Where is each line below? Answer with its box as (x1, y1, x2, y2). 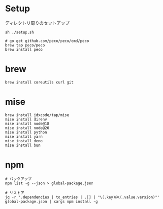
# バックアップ (5, 176, 32, 181)
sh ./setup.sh (5, 30, 34, 35)
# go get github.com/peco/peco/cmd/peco (5, 38, 90, 43)
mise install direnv (5, 117, 48, 122)
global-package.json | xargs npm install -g (5, 199, 98, 204)
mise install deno (5, 138, 43, 143)
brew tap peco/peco (5, 42, 45, 47)
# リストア (5, 190, 25, 195)
